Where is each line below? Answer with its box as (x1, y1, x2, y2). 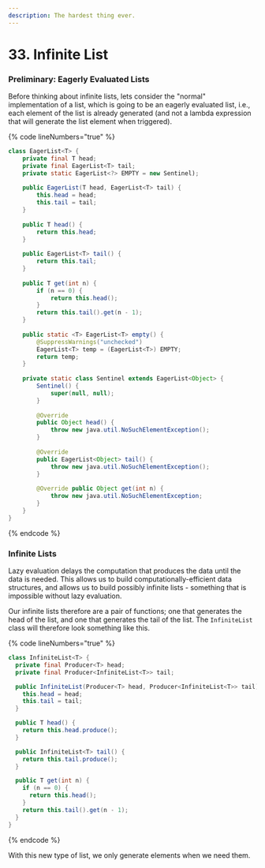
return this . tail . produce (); (22, 755, 118, 763)
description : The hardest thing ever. (8, 11, 136, 20)
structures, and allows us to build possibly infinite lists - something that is (8, 583, 247, 593)
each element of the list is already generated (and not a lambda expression (8, 108, 252, 118)
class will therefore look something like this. (8, 623, 151, 633)
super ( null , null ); (50, 389, 114, 397)
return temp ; (36, 353, 80, 361)
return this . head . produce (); (22, 727, 118, 735)
